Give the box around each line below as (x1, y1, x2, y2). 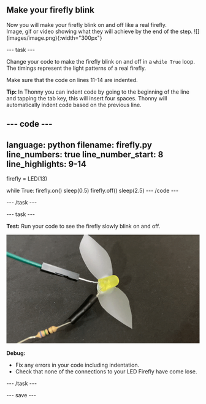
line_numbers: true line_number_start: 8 (6, 149, 164, 160)
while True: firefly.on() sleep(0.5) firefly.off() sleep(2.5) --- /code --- (6, 187, 179, 195)
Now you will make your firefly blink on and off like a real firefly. (6, 21, 167, 28)
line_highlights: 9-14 (6, 159, 87, 169)
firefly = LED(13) (6, 175, 48, 182)
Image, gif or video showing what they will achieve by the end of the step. (6, 28, 193, 35)
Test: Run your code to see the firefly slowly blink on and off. (6, 223, 161, 230)
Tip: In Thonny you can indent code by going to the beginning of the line (6, 88, 190, 95)
